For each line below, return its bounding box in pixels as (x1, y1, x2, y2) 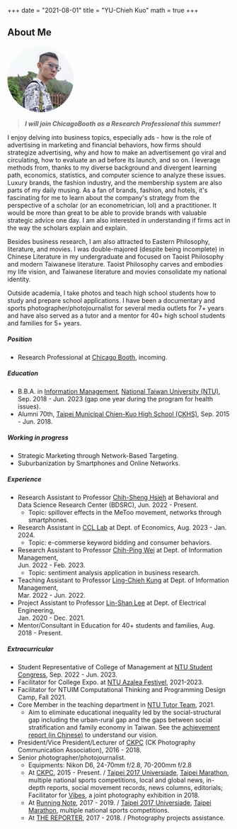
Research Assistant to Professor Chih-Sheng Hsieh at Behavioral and (17, 493, 219, 501)
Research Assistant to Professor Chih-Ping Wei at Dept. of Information (17, 545, 223, 554)
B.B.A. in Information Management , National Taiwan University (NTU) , (17, 386, 221, 396)
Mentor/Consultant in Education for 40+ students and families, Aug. (17, 621, 215, 630)
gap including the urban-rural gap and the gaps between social (28, 716, 213, 724)
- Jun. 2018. (17, 417, 53, 425)
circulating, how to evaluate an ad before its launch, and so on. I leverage (7, 155, 221, 164)
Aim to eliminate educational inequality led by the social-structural (28, 708, 221, 716)
